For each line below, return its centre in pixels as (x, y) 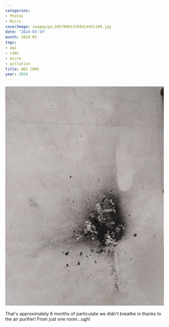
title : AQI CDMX (22, 69)
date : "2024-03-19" (26, 32)
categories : (18, 11)
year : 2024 (17, 74)
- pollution (18, 64)
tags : (11, 43)
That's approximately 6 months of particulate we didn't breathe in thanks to (83, 313)
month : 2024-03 (21, 37)
